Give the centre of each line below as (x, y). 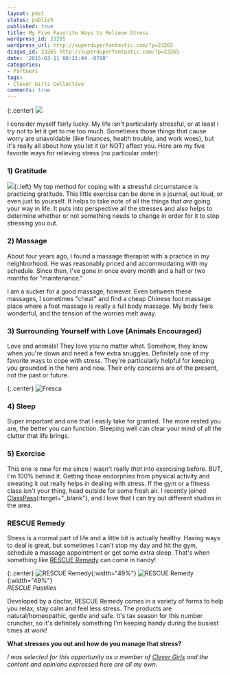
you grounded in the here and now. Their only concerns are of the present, (113, 368)
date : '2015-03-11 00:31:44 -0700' (58, 58)
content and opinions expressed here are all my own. (82, 664)
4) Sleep (22, 406)
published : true (30, 26)
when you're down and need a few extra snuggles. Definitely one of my (108, 353)
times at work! (27, 630)
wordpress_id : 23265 (37, 39)
